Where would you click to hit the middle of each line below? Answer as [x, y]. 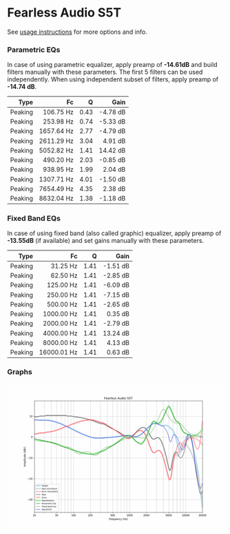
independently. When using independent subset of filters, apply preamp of [113, 79]
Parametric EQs [34, 50]
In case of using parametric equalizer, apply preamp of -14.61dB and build [113, 65]
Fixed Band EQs [34, 218]
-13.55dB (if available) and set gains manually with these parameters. [106, 241]
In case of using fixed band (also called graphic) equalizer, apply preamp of [114, 233]
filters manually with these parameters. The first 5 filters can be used [105, 72]
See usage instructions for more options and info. [77, 32]
